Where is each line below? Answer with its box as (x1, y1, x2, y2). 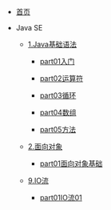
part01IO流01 (39, 193, 82, 202)
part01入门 (39, 57, 75, 66)
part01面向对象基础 (39, 159, 103, 168)
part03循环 (39, 91, 77, 100)
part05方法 (39, 125, 77, 134)
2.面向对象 (27, 142, 63, 151)
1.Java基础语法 (27, 39, 77, 49)
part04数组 (39, 107, 77, 117)
